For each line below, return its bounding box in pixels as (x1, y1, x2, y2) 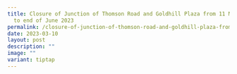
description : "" (7, 43, 55, 50)
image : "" (7, 50, 37, 57)
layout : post (7, 37, 46, 44)
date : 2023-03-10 (7, 30, 59, 37)
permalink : (7, 23, 39, 30)
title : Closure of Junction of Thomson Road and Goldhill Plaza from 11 (7, 10, 226, 18)
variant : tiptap (7, 56, 55, 63)
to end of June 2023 (13, 17, 74, 24)
